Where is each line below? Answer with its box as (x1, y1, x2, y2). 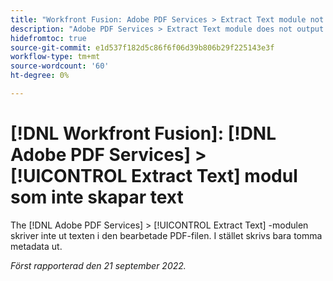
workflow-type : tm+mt (10, 52, 101, 62)
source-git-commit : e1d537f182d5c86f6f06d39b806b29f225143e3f (10, 42, 275, 53)
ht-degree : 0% (10, 71, 70, 81)
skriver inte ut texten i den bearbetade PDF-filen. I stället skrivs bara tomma (10, 229, 323, 241)
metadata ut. (10, 240, 63, 252)
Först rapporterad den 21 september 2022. (10, 259, 187, 271)
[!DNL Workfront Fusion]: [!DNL (10, 122, 277, 145)
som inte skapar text (10, 186, 184, 209)
